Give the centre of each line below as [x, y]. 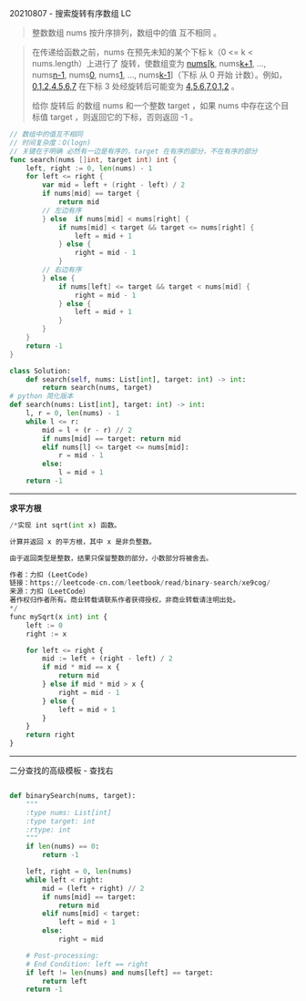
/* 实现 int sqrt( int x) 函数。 [65, 525]
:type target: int [61, 821]
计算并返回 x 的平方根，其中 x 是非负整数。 [83, 541]
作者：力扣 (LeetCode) [49, 575]
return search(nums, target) [97, 388]
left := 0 [45, 625]
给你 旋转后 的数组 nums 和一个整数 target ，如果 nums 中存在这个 [156, 106]
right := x [46, 634]
